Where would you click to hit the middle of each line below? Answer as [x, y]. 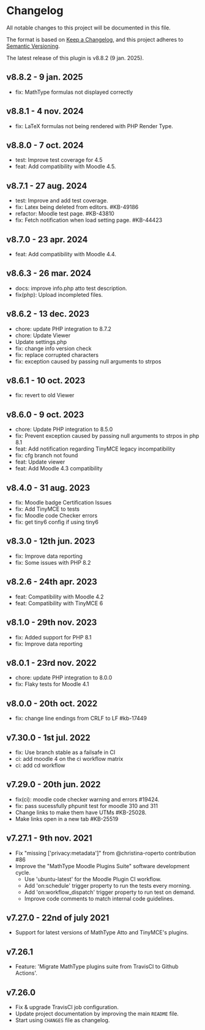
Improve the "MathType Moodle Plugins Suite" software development [102, 866]
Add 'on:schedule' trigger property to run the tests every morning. [108, 885]
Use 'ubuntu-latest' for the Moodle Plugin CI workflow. [93, 879]
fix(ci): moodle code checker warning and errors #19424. [87, 799]
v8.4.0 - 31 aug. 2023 [48, 488]
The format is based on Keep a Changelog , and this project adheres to [95, 39]
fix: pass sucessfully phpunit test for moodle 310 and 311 [86, 806]
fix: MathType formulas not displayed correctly [74, 92]
